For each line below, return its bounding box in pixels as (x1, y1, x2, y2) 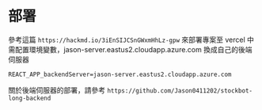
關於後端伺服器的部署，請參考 (8, 85, 105, 95)
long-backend (8, 94, 51, 102)
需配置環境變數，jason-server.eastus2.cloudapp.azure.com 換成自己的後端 (8, 44, 253, 54)
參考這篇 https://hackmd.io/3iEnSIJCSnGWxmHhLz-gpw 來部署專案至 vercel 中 (8, 35, 255, 44)
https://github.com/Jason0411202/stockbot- (106, 86, 253, 95)
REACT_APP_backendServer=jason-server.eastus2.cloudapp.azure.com (8, 70, 232, 78)
